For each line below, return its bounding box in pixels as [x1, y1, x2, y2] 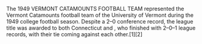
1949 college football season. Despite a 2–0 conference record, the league [6, 18, 193, 25]
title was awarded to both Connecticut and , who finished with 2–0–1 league [6, 24, 196, 31]
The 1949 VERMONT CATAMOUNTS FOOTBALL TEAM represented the [6, 5, 184, 12]
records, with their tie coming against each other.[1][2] [6, 31, 143, 38]
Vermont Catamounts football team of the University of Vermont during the [6, 11, 193, 19]
